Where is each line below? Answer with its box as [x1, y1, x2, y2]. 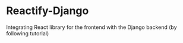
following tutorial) [6, 29, 49, 37]
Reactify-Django [6, 4, 89, 18]
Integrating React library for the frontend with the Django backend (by [6, 24, 177, 31]
